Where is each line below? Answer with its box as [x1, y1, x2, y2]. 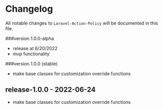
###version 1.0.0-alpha [5, 35, 54, 41]
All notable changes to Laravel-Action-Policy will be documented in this [5, 20, 158, 26]
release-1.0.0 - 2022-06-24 [5, 85, 96, 94]
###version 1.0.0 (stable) [5, 60, 58, 67]
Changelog [5, 3, 53, 15]
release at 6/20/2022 [12, 45, 58, 51]
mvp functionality [12, 51, 50, 57]
